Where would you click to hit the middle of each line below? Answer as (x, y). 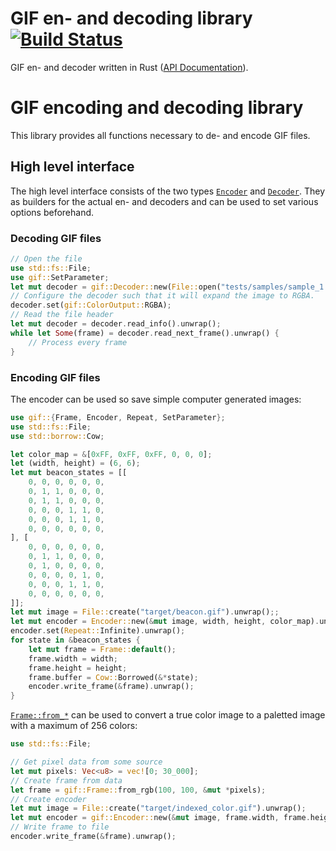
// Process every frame (78, 342)
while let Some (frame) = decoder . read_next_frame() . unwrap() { (145, 333)
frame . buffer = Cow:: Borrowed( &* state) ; (113, 677)
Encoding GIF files (55, 377)
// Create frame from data (66, 780)
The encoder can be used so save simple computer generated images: (156, 399)
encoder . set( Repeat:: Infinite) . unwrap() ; (98, 631)
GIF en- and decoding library (131, 18)
